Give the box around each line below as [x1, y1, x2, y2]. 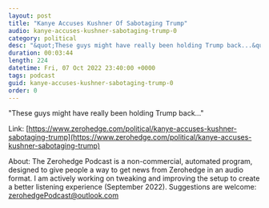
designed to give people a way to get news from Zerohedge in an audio [8, 165, 244, 175]
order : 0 [8, 86, 38, 95]
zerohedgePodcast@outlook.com [8, 190, 119, 201]
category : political [8, 34, 78, 43]
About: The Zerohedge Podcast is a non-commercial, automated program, [8, 157, 253, 166]
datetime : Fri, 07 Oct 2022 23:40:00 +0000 [8, 64, 156, 72]
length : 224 [8, 57, 48, 65]
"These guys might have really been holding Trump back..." [8, 108, 204, 118]
